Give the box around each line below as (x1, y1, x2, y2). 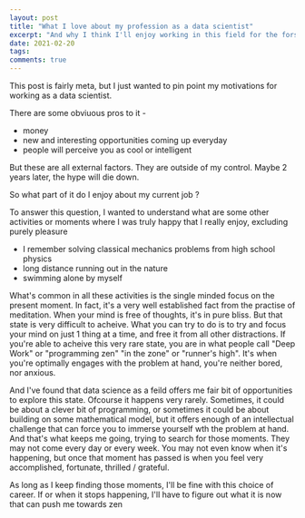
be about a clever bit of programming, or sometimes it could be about (9, 405, 270, 415)
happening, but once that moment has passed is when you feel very (9, 453, 264, 463)
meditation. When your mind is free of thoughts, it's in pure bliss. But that (9, 309, 283, 320)
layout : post (9, 13, 59, 23)
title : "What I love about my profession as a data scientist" (9, 22, 254, 31)
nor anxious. (9, 367, 56, 377)
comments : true (9, 55, 67, 64)
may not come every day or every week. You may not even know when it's (9, 443, 288, 454)
